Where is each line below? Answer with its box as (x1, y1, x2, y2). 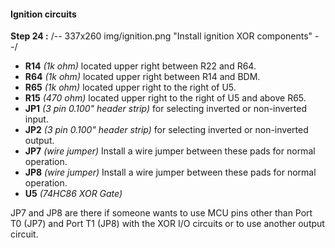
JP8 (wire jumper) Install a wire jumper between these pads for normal (24, 166, 317, 179)
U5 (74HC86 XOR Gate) (24, 188, 123, 200)
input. (24, 113, 49, 125)
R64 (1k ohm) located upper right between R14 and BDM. (24, 71, 261, 83)
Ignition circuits (10, 8, 77, 20)
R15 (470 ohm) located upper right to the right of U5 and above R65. (24, 92, 307, 104)
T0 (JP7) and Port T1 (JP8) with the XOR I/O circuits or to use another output (10, 218, 325, 230)
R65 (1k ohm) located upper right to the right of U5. (24, 81, 237, 94)
